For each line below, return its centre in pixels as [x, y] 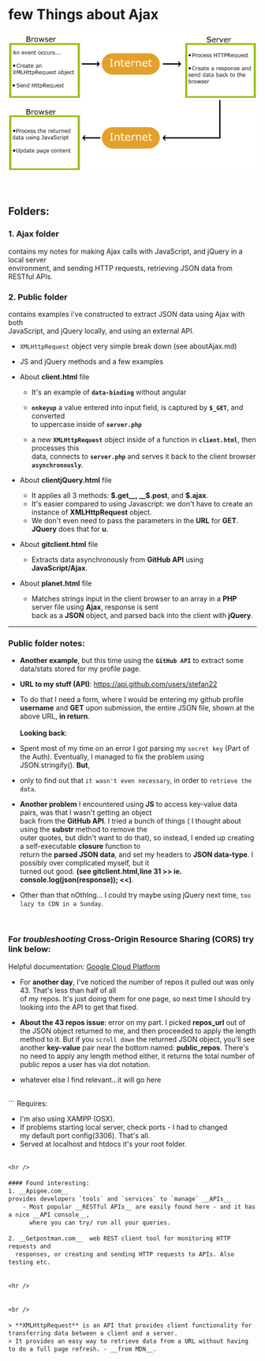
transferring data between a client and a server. [93, 1333]
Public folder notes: [47, 643]
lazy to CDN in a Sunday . [62, 903]
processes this [55, 447]
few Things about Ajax [84, 15]
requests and [30, 1246]
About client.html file [54, 376]
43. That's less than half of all [68, 990]
